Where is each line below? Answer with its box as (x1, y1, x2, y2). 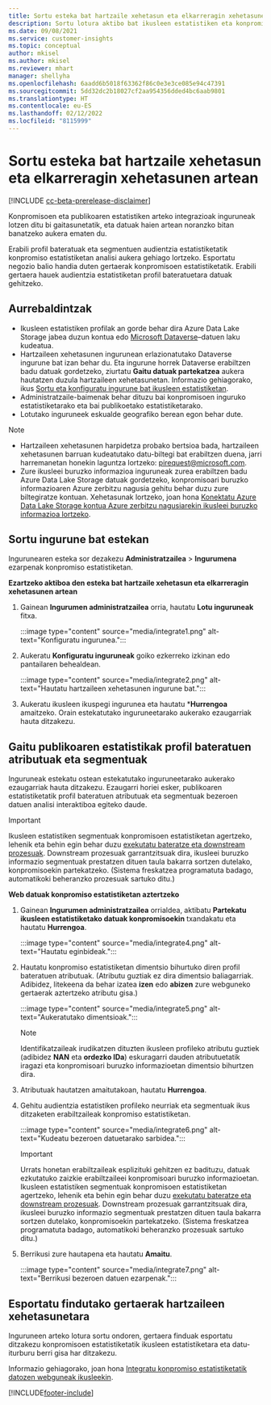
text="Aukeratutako (19, 1012, 85, 1022)
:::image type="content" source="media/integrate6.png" (19, 1125, 208, 1135)
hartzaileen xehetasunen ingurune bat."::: (69, 684, 206, 693)
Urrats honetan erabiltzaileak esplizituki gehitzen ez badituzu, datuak (19, 1165, 250, 1175)
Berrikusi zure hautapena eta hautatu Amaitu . (19, 1249, 173, 1259)
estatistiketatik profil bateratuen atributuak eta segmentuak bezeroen (8, 791, 238, 801)
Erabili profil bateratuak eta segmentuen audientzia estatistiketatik (8, 244, 228, 254)
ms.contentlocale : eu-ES (8, 102, 92, 110)
